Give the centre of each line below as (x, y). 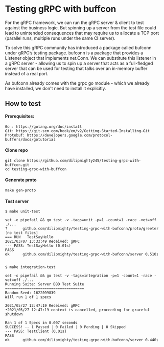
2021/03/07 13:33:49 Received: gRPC (42, 242)
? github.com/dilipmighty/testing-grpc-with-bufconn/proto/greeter (82, 229)
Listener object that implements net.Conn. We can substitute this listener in (81, 58)
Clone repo (17, 150)
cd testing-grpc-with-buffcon (36, 169)
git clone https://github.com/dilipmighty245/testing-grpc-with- (73, 161)
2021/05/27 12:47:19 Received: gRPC (42, 306)
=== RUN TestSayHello (29, 237)
